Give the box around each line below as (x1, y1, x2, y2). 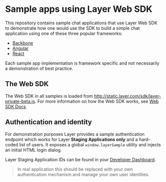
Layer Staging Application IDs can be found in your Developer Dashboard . (5, 156, 156, 162)
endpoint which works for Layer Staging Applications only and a (5, 136, 138, 142)
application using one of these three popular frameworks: (5, 30, 123, 36)
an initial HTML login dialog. (5, 147, 62, 153)
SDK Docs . (5, 103, 27, 110)
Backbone (12, 40, 33, 46)
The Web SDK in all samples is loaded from (5, 93, 93, 99)
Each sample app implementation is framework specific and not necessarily (5, 60, 160, 66)
